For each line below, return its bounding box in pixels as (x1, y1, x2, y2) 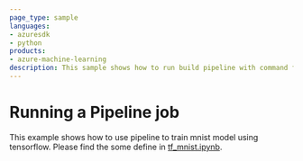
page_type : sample (9, 13, 78, 22)
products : (9, 47, 47, 56)
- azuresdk (9, 30, 50, 39)
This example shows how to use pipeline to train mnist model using (9, 131, 259, 142)
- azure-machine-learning (9, 55, 106, 64)
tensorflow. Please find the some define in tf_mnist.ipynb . (9, 141, 223, 152)
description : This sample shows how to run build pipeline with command (9, 64, 289, 73)
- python (9, 38, 42, 48)
